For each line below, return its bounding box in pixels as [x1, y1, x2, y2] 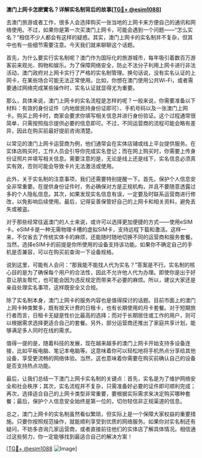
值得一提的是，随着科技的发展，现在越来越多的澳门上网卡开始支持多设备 [6, 340, 185, 347]
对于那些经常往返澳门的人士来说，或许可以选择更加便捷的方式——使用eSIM [6, 218, 193, 225]
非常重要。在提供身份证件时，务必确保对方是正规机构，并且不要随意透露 [11, 183, 191, 190]
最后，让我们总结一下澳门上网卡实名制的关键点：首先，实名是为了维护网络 [6, 375, 191, 382]
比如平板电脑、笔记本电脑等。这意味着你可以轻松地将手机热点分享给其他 [16, 347, 196, 354]
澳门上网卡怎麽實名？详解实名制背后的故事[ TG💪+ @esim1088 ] [6, 6, 162, 13]
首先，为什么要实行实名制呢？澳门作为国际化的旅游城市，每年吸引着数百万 [6, 54, 191, 61]
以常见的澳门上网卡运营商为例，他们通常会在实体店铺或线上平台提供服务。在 [6, 140, 196, 147]
